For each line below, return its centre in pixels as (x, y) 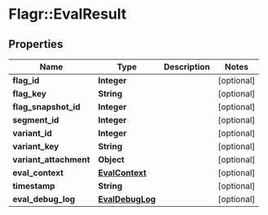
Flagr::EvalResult (68, 14)
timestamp (34, 186)
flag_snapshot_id (46, 107)
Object (111, 159)
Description (187, 67)
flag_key (30, 94)
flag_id (26, 80)
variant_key (36, 146)
